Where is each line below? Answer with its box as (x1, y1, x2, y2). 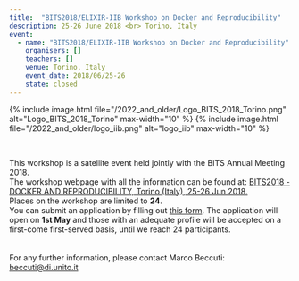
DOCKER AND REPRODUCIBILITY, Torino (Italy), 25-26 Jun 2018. (9, 186, 248, 196)
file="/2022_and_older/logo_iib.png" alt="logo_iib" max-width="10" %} (9, 122, 270, 134)
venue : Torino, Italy (25, 63, 105, 72)
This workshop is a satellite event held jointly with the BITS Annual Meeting (9, 157, 286, 168)
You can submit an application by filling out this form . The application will (9, 204, 278, 215)
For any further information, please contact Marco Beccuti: (9, 252, 226, 263)
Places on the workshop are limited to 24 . (9, 195, 163, 206)
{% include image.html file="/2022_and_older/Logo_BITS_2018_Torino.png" (9, 103, 287, 114)
